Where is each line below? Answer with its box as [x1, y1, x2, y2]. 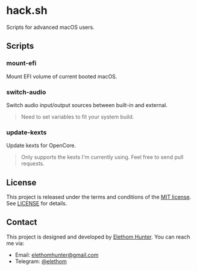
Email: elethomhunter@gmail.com [14, 251, 99, 258]
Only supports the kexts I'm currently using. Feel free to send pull [20, 154, 184, 161]
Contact [6, 217, 37, 228]
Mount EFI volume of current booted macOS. [6, 73, 117, 80]
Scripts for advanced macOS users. [6, 23, 95, 31]
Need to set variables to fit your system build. [20, 113, 134, 120]
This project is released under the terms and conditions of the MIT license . [6, 193, 192, 201]
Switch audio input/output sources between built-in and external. [6, 101, 167, 108]
